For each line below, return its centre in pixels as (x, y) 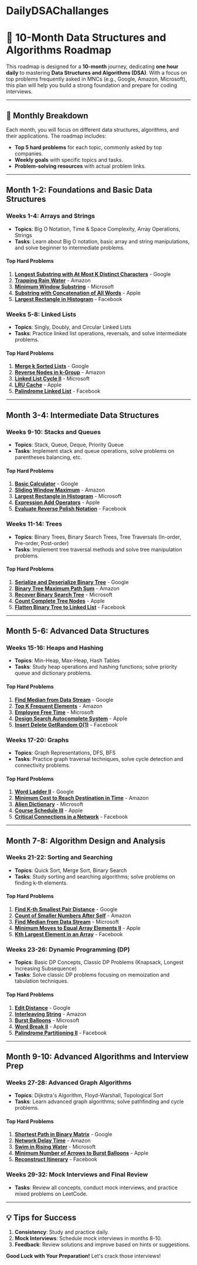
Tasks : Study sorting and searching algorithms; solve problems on (95, 876)
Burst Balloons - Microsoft (47, 1020)
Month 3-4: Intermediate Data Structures (83, 415)
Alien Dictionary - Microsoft (49, 805)
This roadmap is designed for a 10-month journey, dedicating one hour (92, 66)
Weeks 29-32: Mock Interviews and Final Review (77, 1174)
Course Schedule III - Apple (49, 810)
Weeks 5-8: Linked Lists (41, 314)
